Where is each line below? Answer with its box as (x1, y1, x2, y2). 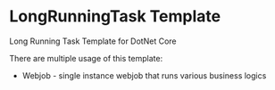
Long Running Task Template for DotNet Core (9, 36, 177, 46)
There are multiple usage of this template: (9, 53, 163, 63)
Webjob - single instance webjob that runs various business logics (21, 70, 267, 81)
